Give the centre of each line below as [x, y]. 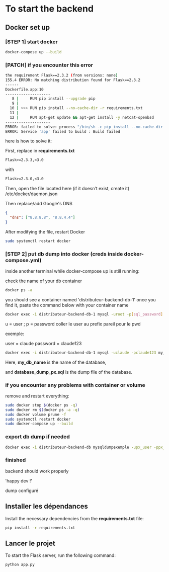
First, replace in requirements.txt [40, 151]
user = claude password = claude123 [44, 343]
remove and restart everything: [37, 396]
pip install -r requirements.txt [40, 528]
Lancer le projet [30, 543]
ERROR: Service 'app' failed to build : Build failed [63, 131]
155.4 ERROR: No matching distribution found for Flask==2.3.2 [73, 80]
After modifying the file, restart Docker [45, 231]
